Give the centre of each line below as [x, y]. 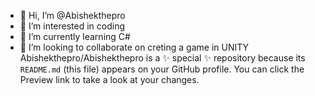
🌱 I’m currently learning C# [75, 36]
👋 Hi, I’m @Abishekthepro [72, 15]
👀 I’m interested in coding [72, 26]
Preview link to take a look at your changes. [109, 79]
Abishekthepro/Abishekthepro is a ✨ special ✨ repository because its [162, 58]
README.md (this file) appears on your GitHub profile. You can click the [162, 69]
